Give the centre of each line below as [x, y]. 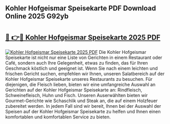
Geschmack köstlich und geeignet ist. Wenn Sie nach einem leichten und [81, 68]
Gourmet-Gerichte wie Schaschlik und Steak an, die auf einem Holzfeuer [81, 101]
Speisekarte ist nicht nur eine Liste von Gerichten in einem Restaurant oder [84, 57]
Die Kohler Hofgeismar [123, 52]
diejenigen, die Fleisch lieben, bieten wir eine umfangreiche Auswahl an [80, 84]
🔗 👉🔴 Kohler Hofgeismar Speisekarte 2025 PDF [83, 37]
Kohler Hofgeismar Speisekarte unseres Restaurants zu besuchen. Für [79, 79]
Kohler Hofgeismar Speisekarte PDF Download [81, 8]
